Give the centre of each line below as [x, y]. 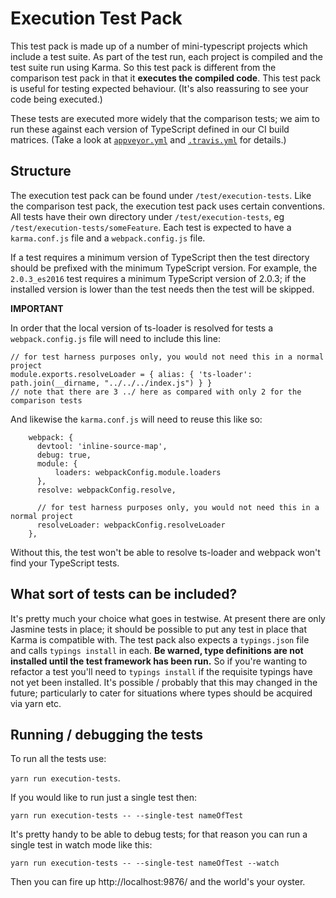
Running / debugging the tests [107, 734]
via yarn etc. [36, 703]
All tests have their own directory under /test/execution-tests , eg [147, 216]
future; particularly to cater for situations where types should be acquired [161, 693]
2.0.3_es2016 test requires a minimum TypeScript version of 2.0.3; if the [158, 278]
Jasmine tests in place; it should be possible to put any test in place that [159, 629]
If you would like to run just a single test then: [103, 798]
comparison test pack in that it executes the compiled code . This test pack [165, 78]
